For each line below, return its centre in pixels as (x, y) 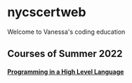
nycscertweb (47, 12)
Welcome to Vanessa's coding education (66, 32)
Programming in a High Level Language (66, 72)
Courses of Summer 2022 (65, 54)
